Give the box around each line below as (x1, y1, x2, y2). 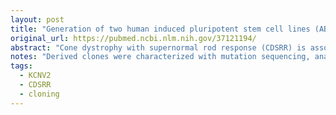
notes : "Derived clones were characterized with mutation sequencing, (10, 52, 311, 62)
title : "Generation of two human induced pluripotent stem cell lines (10, 24, 311, 34)
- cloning (19, 89, 60, 99)
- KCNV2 (19, 71, 52, 81)
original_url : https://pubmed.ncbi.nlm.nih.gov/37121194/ (10, 33, 257, 43)
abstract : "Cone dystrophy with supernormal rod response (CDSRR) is (10, 42, 307, 53)
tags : (10, 61, 33, 71)
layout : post (10, 14, 65, 25)
